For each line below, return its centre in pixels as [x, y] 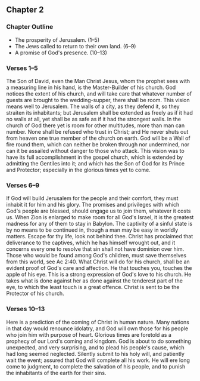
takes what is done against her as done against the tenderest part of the [95, 281]
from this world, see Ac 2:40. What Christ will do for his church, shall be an [98, 262]
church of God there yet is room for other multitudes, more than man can [96, 125]
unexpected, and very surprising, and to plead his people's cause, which [95, 347]
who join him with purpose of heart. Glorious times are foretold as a [89, 334]
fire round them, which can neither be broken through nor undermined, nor [98, 144]
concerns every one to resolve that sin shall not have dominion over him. [95, 249]
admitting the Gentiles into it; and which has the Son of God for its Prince [96, 163]
